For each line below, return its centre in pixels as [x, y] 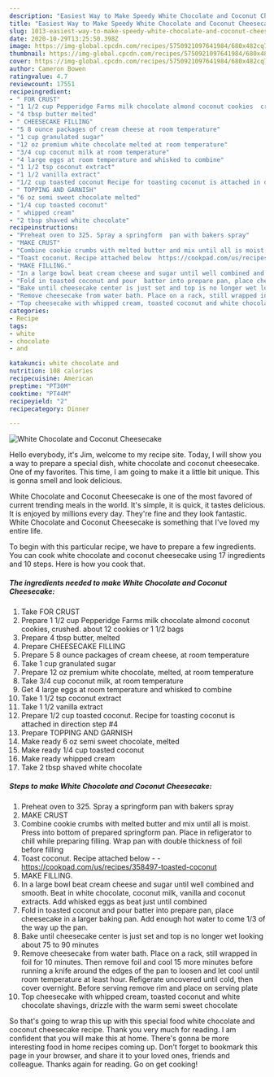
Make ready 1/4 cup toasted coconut [83, 750]
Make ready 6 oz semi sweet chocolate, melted [100, 742]
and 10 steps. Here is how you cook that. [77, 564]
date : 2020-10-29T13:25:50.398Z [64, 39]
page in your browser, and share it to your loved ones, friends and [120, 1056]
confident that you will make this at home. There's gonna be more [120, 1039]
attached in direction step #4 [70, 724]
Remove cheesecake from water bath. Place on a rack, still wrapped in [139, 953]
